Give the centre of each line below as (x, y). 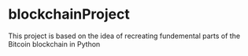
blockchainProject (69, 14)
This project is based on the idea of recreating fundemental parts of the (124, 36)
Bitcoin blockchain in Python (54, 44)
